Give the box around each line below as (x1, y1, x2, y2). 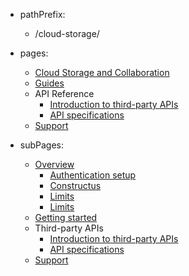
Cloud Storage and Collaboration (34, 67, 170, 78)
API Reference (34, 88, 95, 99)
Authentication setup (49, 169, 137, 181)
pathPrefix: (19, 9, 66, 20)
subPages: (19, 139, 65, 151)
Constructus (49, 180, 102, 191)
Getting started (34, 212, 98, 223)
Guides (34, 77, 65, 89)
